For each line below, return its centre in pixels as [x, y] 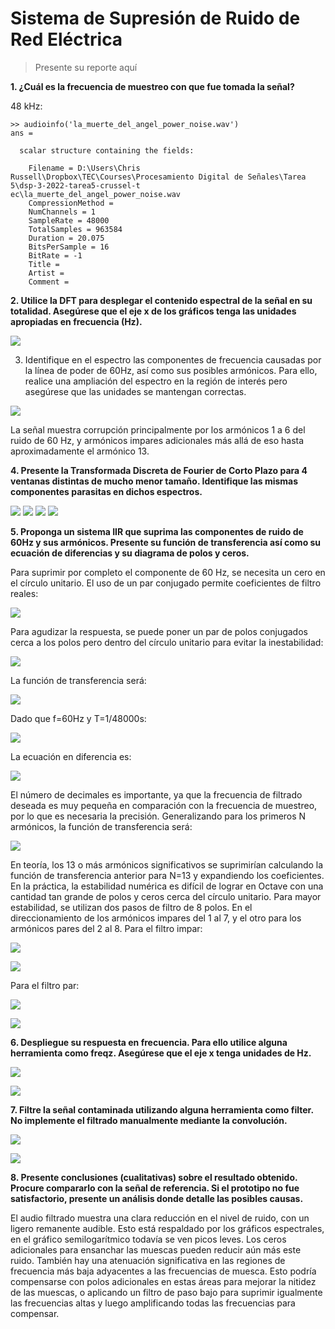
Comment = [49, 282]
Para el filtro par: [45, 985]
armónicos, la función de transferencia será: [101, 826]
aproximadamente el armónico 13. [80, 451]
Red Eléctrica [66, 39]
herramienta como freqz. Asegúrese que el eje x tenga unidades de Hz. [161, 1053]
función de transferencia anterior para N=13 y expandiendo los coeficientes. [167, 875]
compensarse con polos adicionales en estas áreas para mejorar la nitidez [163, 1281]
